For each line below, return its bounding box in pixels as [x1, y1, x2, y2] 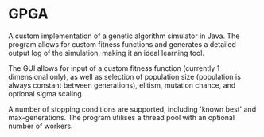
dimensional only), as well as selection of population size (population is [8, 72, 241, 81]
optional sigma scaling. [8, 88, 84, 98]
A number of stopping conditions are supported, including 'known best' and [8, 104, 257, 114]
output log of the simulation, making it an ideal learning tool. [8, 48, 205, 57]
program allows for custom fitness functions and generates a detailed [8, 39, 237, 49]
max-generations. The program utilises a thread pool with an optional [8, 112, 235, 122]
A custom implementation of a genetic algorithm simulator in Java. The [8, 31, 240, 41]
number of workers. [8, 121, 73, 131]
